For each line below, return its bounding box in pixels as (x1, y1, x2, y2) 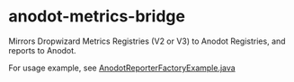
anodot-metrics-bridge (8, 6, 186, 27)
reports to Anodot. (8, 45, 77, 55)
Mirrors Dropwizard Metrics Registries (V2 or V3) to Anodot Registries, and (8, 36, 286, 46)
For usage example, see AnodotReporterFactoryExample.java (8, 62, 236, 73)
